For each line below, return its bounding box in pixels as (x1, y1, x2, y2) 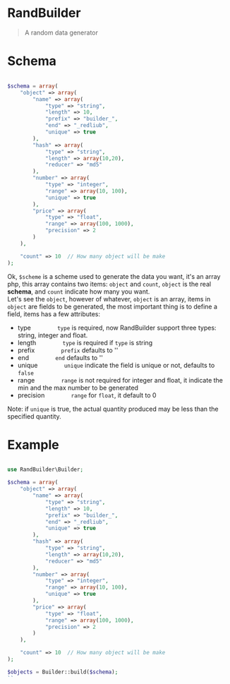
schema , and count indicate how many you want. (7, 287, 150, 296)
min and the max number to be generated (17, 383, 139, 392)
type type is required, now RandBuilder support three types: (17, 323, 217, 332)
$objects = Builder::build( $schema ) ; (7, 668, 119, 676)
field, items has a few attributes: (7, 309, 101, 318)
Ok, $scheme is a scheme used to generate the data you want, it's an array (7, 272, 221, 280)
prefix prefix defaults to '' (17, 346, 119, 354)
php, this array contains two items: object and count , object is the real (7, 280, 212, 288)
